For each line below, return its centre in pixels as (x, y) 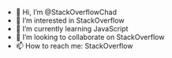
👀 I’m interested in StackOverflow (70, 20)
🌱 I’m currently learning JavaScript (72, 29)
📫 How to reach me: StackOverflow (74, 46)
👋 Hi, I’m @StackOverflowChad (66, 12)
